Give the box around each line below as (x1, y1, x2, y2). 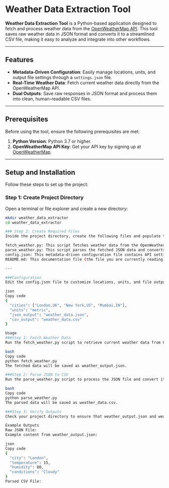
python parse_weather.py (5, 395, 57, 400)
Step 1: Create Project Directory (5, 194, 84, 201)
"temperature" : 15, (10, 460, 51, 465)
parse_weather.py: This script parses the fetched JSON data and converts (5, 248, 165, 253)
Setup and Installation (5, 168, 75, 177)
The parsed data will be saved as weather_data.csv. (5, 400, 118, 405)
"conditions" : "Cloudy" (10, 469, 59, 474)
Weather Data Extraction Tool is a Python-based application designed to (5, 20, 157, 26)
